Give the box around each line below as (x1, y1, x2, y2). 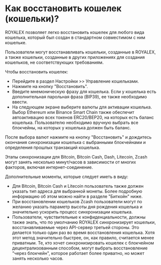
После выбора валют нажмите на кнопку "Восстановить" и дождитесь (5, 134, 152, 140)
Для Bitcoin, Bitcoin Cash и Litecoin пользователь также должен (12, 183, 144, 189)
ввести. (12, 99, 28, 105)
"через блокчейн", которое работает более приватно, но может (12, 250, 145, 256)
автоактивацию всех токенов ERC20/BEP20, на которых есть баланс (12, 114, 154, 120)
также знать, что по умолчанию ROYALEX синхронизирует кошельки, (12, 219, 156, 225)
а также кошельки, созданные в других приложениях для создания (5, 54, 145, 60)
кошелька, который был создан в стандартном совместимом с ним (5, 35, 146, 40)
